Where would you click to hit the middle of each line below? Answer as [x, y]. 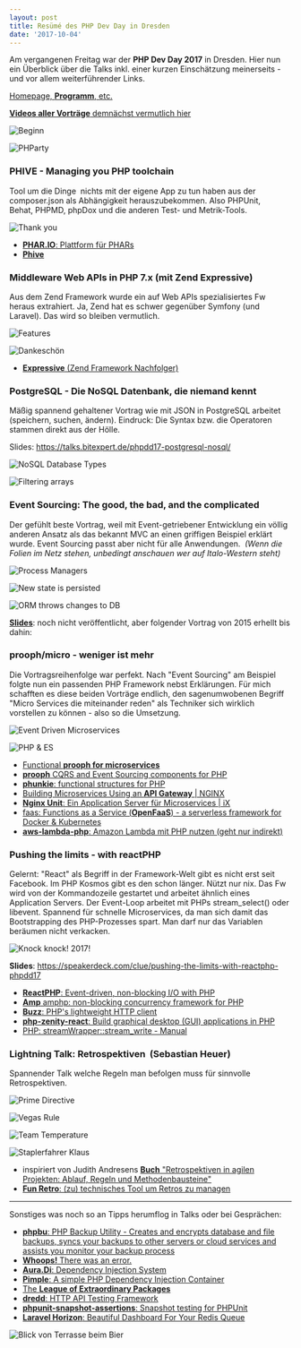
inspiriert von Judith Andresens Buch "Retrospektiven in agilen [138, 1170]
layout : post [34, 17]
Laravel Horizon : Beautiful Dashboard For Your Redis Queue [133, 1318]
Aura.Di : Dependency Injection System [95, 1270]
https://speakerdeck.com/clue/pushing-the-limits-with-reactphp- [158, 966]
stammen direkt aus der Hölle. [65, 430]
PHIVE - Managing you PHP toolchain [92, 171]
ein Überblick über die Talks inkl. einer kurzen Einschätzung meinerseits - [145, 69]
